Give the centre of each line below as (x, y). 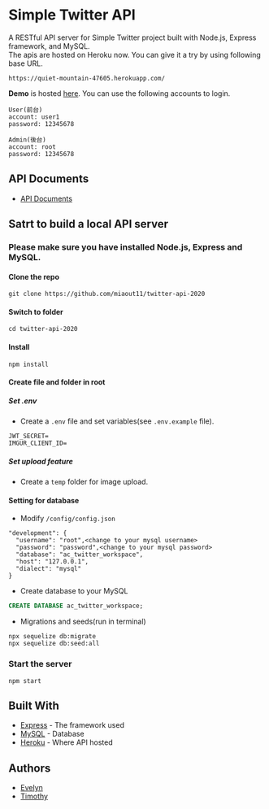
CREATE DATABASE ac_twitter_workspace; (76, 606)
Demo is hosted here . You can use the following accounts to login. (119, 93)
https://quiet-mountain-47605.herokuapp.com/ (87, 78)
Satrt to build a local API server (89, 224)
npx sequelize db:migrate (52, 637)
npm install (28, 364)
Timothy (34, 796)
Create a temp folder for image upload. (84, 482)
